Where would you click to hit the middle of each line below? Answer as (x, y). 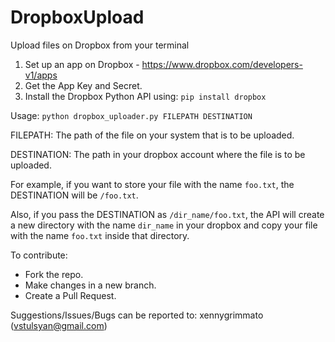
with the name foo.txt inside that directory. (100, 235)
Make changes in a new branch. (90, 285)
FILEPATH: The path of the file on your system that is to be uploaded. (152, 135)
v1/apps (41, 75)
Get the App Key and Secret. (83, 85)
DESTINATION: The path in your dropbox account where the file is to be (158, 154)
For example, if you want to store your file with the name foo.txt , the (152, 184)
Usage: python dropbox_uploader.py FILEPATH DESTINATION (131, 115)
